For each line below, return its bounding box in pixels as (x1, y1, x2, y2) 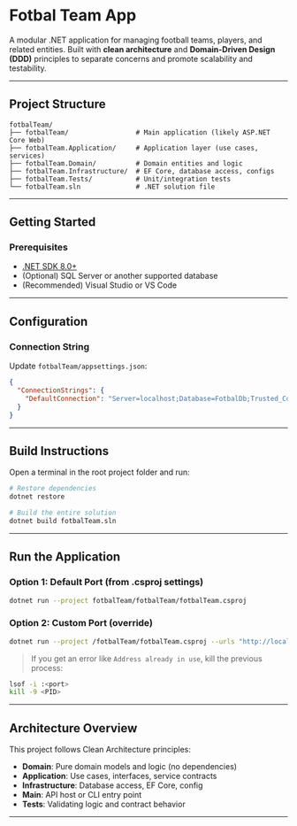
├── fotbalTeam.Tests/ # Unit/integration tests (9, 174, 232, 183)
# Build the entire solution (9, 508, 117, 518)
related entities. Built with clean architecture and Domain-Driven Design (9, 43, 276, 54)
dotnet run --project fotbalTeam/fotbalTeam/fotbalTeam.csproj (9, 596, 247, 605)
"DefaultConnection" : (25, 394, 104, 403)
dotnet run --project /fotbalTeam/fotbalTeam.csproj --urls (9, 637, 236, 646)
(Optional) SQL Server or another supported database (21, 271, 218, 282)
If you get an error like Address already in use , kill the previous (30, 652, 263, 664)
